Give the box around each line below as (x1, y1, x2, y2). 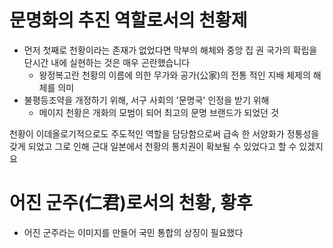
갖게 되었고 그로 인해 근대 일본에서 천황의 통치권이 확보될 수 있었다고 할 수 (9, 140, 297, 152)
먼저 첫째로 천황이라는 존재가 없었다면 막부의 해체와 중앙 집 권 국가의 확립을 (23, 44, 318, 56)
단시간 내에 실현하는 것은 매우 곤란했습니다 (23, 56, 191, 68)
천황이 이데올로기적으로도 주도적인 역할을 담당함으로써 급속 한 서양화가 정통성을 (9, 127, 320, 140)
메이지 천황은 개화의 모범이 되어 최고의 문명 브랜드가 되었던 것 (38, 106, 279, 118)
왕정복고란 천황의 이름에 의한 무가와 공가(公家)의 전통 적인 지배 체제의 (38, 69, 311, 81)
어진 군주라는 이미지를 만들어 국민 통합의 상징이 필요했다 (23, 226, 244, 238)
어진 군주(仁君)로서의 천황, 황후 (9, 192, 253, 215)
